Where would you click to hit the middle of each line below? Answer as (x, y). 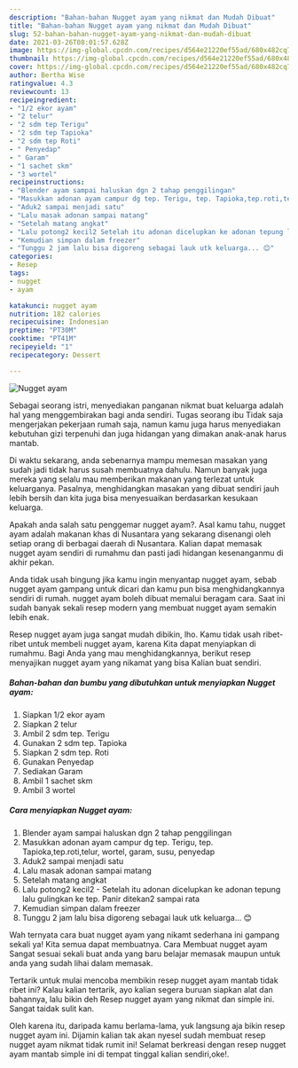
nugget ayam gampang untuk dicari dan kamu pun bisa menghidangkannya (147, 589)
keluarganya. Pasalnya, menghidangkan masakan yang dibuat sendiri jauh (144, 488)
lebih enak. (29, 616)
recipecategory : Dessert (55, 355)
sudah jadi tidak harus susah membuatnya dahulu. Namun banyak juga (138, 469)
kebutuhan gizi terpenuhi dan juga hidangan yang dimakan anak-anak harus (148, 433)
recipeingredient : (43, 100)
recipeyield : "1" (41, 347)
